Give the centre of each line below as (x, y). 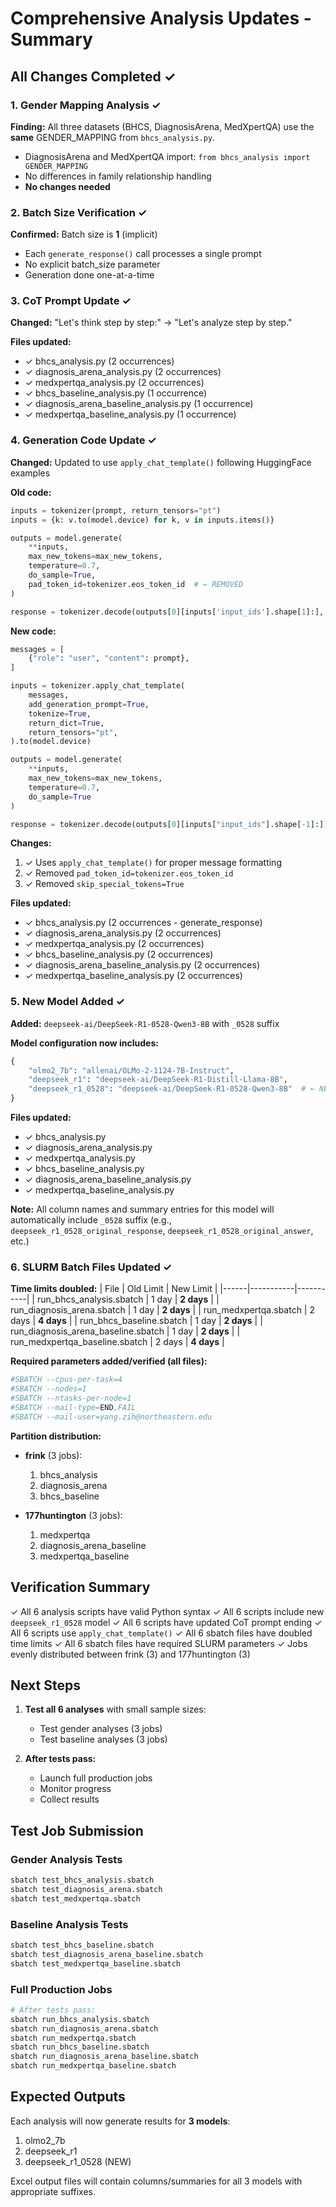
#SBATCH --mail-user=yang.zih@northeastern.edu (111, 1417)
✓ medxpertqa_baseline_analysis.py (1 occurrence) (130, 414)
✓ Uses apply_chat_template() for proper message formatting (153, 863)
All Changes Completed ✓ (93, 76)
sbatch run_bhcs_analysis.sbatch (80, 2019)
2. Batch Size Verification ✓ (79, 212)
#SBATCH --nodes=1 (48, 1389)
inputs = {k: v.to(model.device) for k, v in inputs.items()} (142, 520)
